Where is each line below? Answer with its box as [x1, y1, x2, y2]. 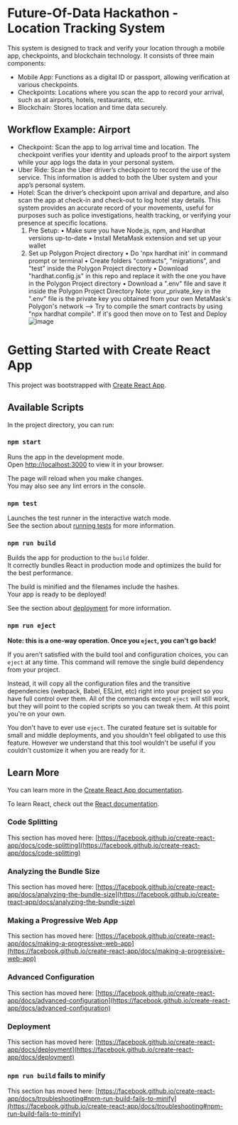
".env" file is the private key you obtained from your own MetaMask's [28, 294, 231, 302]
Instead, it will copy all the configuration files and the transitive [7, 679, 190, 688]
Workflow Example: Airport [7, 123, 131, 136]
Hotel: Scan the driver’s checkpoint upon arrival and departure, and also [17, 188, 229, 197]
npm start [7, 438, 41, 447]
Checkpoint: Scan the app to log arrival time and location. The [17, 143, 200, 151]
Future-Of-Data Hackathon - [7, 5, 179, 21]
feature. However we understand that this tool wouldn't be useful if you [7, 738, 216, 747]
